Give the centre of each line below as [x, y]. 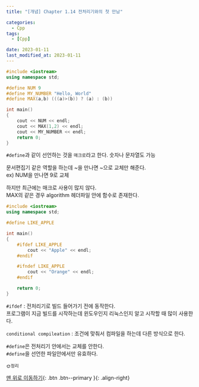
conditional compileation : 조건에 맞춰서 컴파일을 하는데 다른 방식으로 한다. [96, 333]
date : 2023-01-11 [28, 50]
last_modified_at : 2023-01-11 [44, 55]
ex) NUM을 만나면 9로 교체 [38, 175]
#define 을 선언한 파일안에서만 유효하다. [52, 353]
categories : [21, 22]
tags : [13, 33]
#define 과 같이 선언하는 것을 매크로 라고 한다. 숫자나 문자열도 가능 [81, 155]
